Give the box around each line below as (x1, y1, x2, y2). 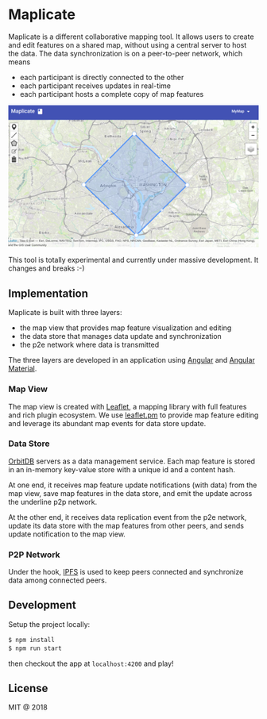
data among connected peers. (8, 575, 107, 585)
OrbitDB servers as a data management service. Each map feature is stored (8, 456, 256, 466)
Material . (8, 363, 37, 374)
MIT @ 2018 (8, 702, 48, 712)
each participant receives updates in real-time (19, 81, 172, 90)
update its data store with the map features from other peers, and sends (8, 521, 245, 530)
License (8, 682, 48, 695)
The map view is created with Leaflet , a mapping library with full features (8, 402, 247, 411)
